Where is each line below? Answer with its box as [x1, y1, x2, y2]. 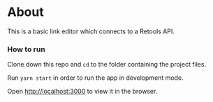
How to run [7, 44, 45, 54]
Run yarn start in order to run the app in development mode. [7, 74, 184, 82]
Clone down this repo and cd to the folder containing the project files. [7, 60, 207, 69]
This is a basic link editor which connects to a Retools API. [7, 27, 175, 35]
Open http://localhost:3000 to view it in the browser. [7, 87, 158, 96]
